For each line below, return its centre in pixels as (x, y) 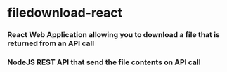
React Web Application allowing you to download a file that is (113, 35)
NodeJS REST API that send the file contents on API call (104, 62)
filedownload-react (65, 13)
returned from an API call (51, 43)
